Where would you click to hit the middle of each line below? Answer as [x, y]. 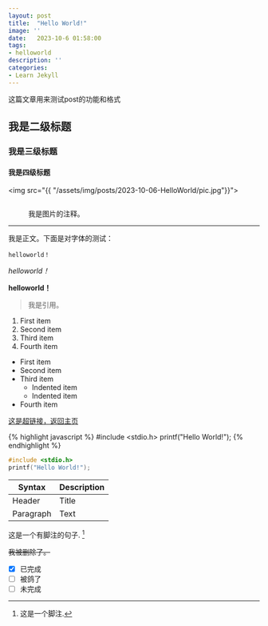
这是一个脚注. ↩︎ [46, 613]
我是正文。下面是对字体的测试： [61, 239]
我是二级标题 [40, 127]
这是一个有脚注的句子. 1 [47, 534]
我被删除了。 [29, 552]
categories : [28, 68]
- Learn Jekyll [33, 75]
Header [26, 500]
